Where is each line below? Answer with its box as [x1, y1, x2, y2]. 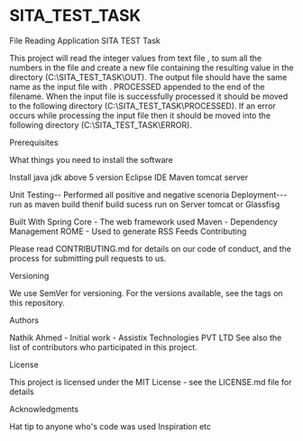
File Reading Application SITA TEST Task [9, 35, 161, 46]
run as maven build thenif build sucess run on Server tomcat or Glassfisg [9, 199, 280, 210]
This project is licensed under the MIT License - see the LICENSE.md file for [9, 376, 292, 387]
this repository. [9, 297, 66, 308]
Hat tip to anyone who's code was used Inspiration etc [9, 420, 212, 432]
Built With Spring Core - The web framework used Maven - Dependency [9, 216, 278, 227]
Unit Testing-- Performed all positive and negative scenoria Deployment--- [9, 189, 288, 200]
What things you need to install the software [9, 154, 174, 165]
